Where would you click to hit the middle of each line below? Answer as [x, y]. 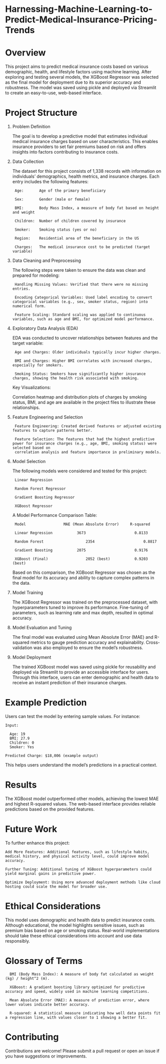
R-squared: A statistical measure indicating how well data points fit [85, 1013]
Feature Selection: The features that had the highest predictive [84, 439]
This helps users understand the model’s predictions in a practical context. [81, 765]
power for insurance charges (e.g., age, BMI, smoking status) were [84, 444]
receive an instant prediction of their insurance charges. [70, 683]
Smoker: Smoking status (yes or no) [56, 230]
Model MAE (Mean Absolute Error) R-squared [82, 524]
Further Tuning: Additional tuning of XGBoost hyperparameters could [79, 869]
